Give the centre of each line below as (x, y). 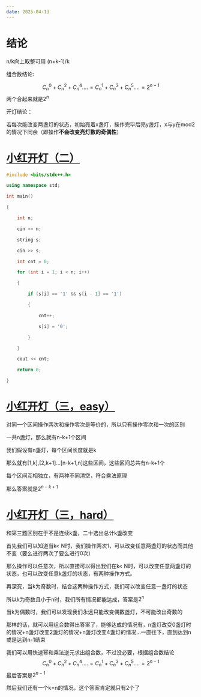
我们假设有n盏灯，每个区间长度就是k (51, 450)
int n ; (25, 218)
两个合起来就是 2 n (28, 98)
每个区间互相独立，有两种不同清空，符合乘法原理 (67, 476)
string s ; (29, 240)
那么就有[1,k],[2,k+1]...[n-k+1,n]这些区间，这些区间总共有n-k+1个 (85, 463)
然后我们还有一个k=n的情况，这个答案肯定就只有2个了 (73, 688)
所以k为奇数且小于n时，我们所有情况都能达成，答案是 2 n (75, 598)
